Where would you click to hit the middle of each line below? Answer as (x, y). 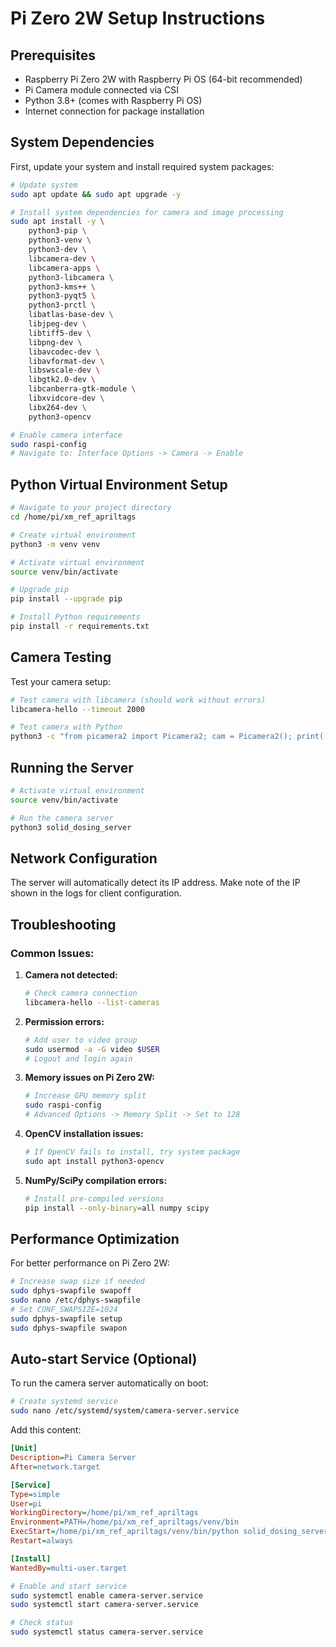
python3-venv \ (60, 240)
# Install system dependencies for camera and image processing (147, 212)
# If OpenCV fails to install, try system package (132, 1152)
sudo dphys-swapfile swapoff (71, 1291)
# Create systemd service (64, 1402)
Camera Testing (61, 657)
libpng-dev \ (55, 342)
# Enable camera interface (66, 435)
